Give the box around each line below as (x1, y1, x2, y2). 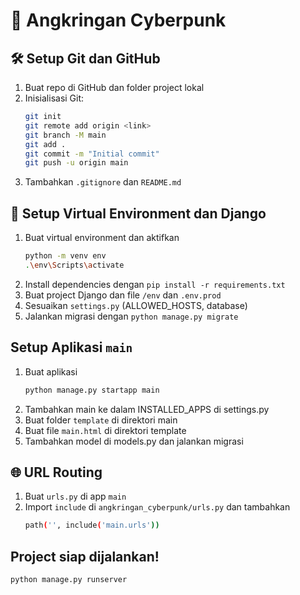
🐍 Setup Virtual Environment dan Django (10, 205, 267, 222)
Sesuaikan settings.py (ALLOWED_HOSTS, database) (24, 299, 248, 311)
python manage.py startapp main (24, 385, 160, 395)
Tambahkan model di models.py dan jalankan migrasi (24, 435, 244, 447)
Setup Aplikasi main (10, 339, 133, 356)
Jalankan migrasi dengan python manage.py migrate (24, 310, 239, 322)
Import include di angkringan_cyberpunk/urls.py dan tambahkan (24, 501, 291, 513)
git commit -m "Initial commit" (24, 149, 160, 159)
